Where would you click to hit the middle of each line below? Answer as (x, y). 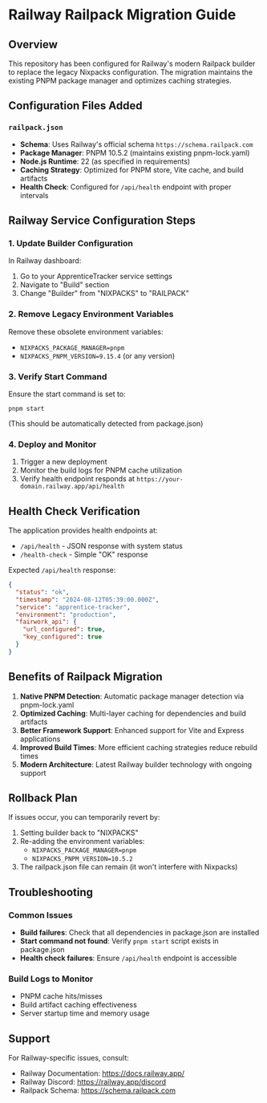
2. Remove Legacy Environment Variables (91, 314)
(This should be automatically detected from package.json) (106, 424)
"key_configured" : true (63, 637)
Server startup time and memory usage (85, 1013)
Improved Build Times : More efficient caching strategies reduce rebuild (139, 747)
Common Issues (41, 914)
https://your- (160, 480)
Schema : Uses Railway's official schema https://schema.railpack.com (136, 144)
